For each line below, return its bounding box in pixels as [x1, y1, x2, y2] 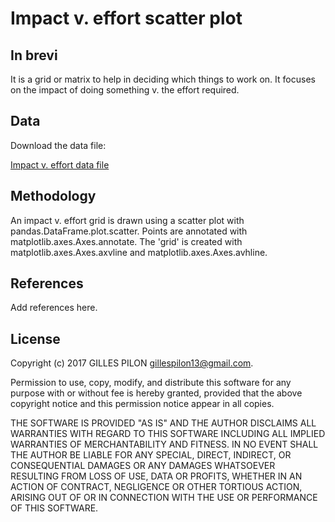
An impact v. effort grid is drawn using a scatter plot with [10, 214, 245, 226]
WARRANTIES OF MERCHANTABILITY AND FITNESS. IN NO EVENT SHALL [10, 438, 319, 451]
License [10, 330, 61, 347]
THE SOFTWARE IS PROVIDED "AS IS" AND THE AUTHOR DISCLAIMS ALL [10, 417, 317, 429]
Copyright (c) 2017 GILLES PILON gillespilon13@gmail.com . [10, 357, 254, 369]
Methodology [10, 188, 97, 205]
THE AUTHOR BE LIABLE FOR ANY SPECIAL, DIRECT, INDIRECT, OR [10, 449, 292, 461]
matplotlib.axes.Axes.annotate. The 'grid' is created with [10, 235, 243, 247]
